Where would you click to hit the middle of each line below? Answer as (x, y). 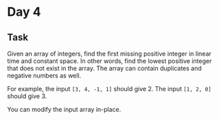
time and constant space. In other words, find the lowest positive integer (109, 61)
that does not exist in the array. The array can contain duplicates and (105, 68)
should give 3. (27, 96)
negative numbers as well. (44, 75)
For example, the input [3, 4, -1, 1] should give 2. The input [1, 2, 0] (109, 89)
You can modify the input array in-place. (64, 109)
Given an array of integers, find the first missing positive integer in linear (109, 53)
